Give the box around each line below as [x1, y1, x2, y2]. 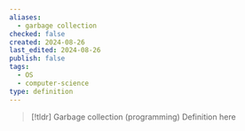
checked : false [9, 29, 66, 38]
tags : [9, 63, 29, 72]
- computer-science [17, 79, 90, 88]
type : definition [9, 87, 74, 96]
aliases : [9, 12, 42, 22]
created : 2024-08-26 [9, 37, 86, 47]
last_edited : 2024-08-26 [9, 46, 101, 55]
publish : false [9, 54, 66, 63]
